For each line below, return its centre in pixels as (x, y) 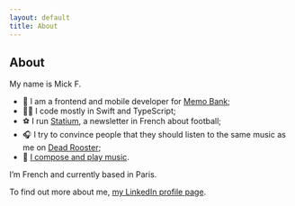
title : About (34, 26)
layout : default (40, 18)
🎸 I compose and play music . (76, 157)
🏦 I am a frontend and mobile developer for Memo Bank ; (126, 102)
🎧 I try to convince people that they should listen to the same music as (154, 135)
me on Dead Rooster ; (62, 148)
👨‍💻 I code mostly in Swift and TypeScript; (99, 111)
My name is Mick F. (45, 84)
